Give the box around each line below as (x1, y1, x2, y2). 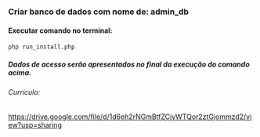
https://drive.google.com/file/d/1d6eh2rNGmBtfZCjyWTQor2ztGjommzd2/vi (8, 112, 252, 121)
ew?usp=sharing (8, 120, 63, 129)
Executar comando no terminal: (8, 26, 113, 35)
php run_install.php (8, 43, 76, 51)
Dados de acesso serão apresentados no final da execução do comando (8, 59, 250, 69)
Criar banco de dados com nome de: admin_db (8, 6, 190, 17)
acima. (8, 67, 32, 77)
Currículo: (8, 88, 41, 97)
